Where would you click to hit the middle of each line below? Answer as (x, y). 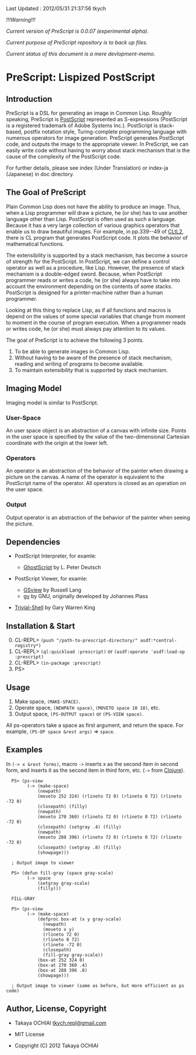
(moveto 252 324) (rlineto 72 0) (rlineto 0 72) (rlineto (109, 796)
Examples (24, 750)
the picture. (20, 524)
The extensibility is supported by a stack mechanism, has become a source (97, 255)
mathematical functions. (35, 244)
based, (14, 132)
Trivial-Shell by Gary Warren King (55, 607)
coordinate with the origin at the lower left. (57, 443)
